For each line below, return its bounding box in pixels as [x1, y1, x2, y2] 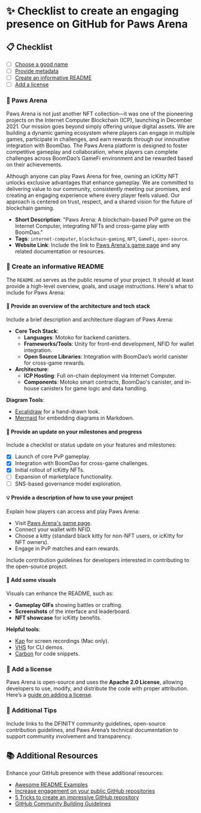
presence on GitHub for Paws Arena [6, 17, 188, 31]
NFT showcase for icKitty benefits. [14, 614, 102, 621]
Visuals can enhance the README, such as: [6, 590, 114, 597]
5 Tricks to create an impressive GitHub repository [14, 794, 139, 801]
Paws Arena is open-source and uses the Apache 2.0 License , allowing [6, 678, 184, 686]
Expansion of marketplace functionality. [14, 473, 113, 480]
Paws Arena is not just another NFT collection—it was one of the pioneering [6, 110, 193, 117]
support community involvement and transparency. [6, 732, 132, 740]
